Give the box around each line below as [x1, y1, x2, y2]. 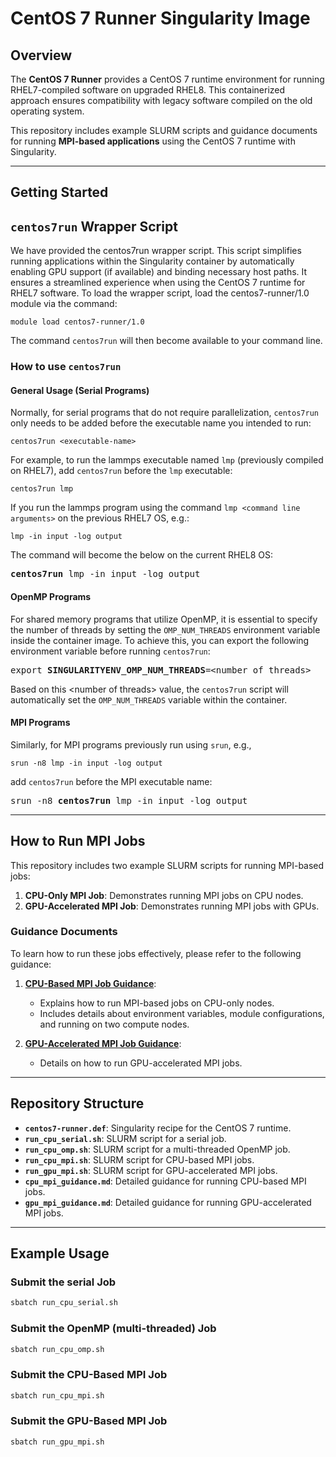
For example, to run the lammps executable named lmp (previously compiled [10, 454, 324, 466]
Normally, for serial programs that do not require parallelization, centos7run [10, 407, 319, 419]
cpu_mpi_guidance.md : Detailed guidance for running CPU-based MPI [24, 1175, 307, 1187]
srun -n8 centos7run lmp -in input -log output [10, 795, 248, 806]
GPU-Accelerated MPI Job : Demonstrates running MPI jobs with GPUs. [24, 900, 320, 912]
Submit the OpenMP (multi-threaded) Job [10, 1322, 217, 1336]
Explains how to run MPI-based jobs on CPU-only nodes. [39, 997, 275, 1009]
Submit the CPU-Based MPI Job [10, 1368, 168, 1382]
